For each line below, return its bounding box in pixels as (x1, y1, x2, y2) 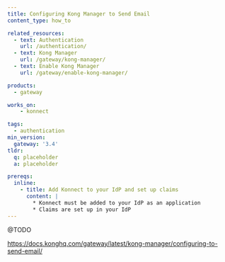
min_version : (7, 134, 46, 141)
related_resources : (7, 30, 65, 37)
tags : (7, 121, 23, 128)
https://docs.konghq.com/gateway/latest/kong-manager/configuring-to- (7, 239, 218, 248)
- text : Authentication (13, 36, 83, 43)
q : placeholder (13, 154, 59, 161)
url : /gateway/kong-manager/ (20, 56, 106, 64)
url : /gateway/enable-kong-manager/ (20, 69, 129, 76)
